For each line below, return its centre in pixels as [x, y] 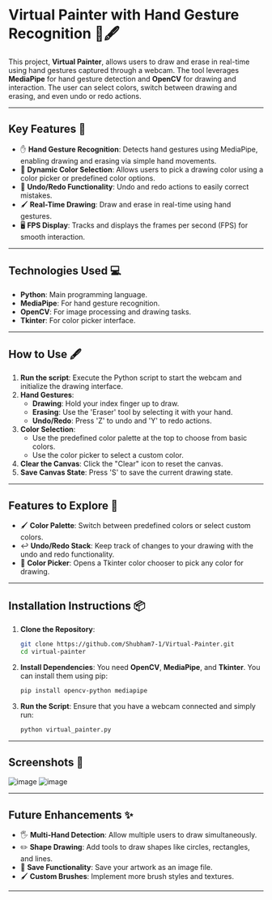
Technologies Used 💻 [65, 271]
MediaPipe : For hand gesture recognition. [90, 303]
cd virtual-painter [53, 651]
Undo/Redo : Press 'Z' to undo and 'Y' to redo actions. [122, 421]
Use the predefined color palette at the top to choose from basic [140, 438]
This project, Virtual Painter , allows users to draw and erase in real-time [129, 62]
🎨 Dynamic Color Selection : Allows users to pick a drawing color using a [142, 169]
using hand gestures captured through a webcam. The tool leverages [124, 70]
